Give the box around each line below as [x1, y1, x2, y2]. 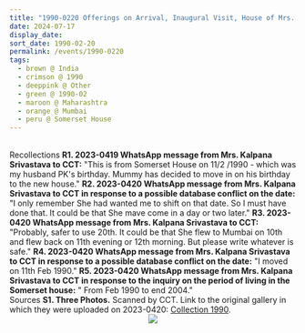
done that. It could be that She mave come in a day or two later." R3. [9, 207, 266, 218]
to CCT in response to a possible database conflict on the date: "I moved [9, 256, 289, 267]
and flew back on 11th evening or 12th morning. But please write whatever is [9, 237, 294, 247]
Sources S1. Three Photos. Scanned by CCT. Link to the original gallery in [9, 295, 287, 306]
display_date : [9, 30, 64, 39]
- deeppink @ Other [17, 81, 92, 90]
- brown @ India [17, 65, 79, 74]
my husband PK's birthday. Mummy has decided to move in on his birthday [9, 169, 291, 180]
